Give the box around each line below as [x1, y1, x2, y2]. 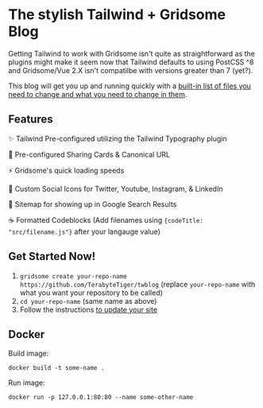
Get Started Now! [8, 250, 96, 263]
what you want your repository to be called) [19, 288, 163, 297]
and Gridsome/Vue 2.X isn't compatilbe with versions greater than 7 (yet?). [8, 65, 253, 75]
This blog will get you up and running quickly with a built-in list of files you [8, 81, 252, 91]
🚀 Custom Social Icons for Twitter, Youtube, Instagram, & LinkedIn [8, 184, 223, 193]
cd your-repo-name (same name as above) [19, 296, 157, 305]
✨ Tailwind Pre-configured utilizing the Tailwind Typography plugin [8, 134, 227, 143]
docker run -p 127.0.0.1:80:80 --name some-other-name [8, 394, 194, 402]
